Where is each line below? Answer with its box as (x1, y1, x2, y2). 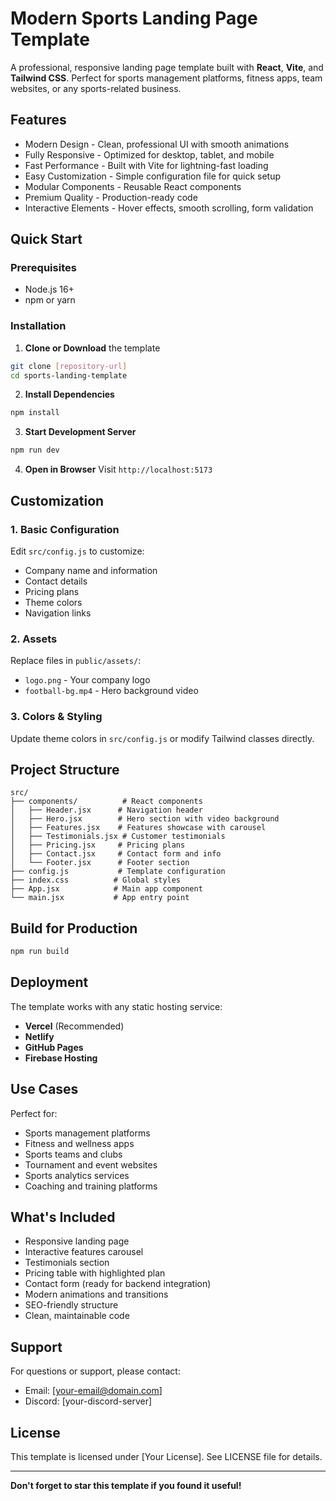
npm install (10, 408, 60, 418)
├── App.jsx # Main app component (10, 884, 203, 894)
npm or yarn (24, 294, 76, 306)
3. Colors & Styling (10, 710, 103, 724)
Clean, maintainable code (24, 1310, 130, 1322)
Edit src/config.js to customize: (10, 545, 145, 557)
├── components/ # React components (10, 797, 203, 807)
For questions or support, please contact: (10, 1365, 181, 1377)
